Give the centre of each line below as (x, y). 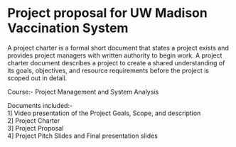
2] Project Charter (34, 120)
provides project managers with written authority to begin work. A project (115, 55)
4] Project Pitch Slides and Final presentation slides (83, 136)
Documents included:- (40, 105)
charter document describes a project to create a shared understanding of (116, 62)
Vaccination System (68, 28)
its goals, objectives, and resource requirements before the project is (108, 70)
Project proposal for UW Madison (107, 13)
